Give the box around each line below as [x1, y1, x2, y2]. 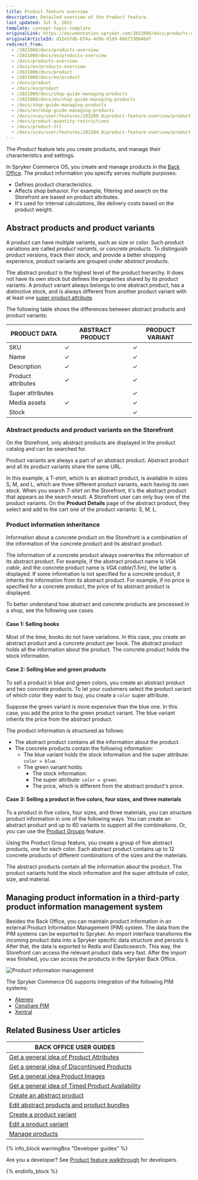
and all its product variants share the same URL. [6, 463, 123, 470]
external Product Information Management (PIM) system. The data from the [6, 924, 190, 931]
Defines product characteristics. [14, 181, 93, 188]
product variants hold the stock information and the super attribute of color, [6, 869, 190, 876]
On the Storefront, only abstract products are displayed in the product [6, 439, 176, 446]
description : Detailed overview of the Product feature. [6, 14, 149, 20]
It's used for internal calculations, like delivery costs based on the [14, 199, 174, 206]
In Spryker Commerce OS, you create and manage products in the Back [6, 163, 180, 170]
